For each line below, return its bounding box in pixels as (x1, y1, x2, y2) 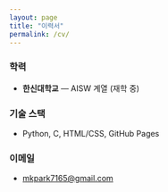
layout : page (9, 13, 58, 22)
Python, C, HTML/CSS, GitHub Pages (21, 128, 160, 138)
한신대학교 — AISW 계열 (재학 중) (21, 82, 140, 94)
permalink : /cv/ (9, 29, 70, 38)
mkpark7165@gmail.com (21, 173, 113, 184)
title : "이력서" (9, 21, 64, 30)
